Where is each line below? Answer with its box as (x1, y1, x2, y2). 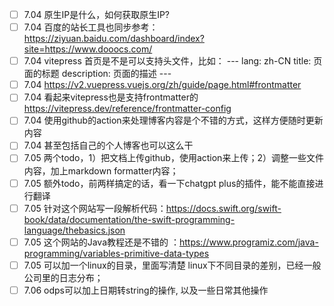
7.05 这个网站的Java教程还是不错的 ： (23, 236, 180, 248)
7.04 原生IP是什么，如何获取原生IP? (23, 9, 171, 20)
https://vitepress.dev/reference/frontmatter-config (23, 103, 232, 115)
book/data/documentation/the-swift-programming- (23, 213, 236, 225)
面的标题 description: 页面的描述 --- (23, 68, 172, 80)
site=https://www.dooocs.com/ (23, 43, 153, 55)
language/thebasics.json (23, 224, 126, 236)
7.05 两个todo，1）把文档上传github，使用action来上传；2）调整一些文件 (23, 152, 324, 164)
